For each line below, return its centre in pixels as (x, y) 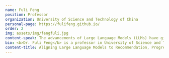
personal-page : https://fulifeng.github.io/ (53, 24)
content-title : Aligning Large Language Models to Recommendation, (77, 47)
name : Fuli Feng (22, 10)
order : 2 (14, 29)
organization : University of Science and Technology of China (72, 19)
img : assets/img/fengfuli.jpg (37, 33)
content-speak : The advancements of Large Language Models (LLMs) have (82, 38)
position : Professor (27, 15)
